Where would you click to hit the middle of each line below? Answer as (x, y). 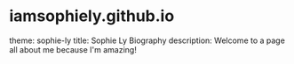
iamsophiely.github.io (92, 16)
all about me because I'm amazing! (73, 49)
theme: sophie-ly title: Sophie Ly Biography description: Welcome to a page (147, 40)
